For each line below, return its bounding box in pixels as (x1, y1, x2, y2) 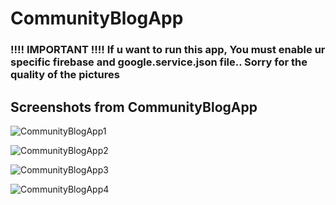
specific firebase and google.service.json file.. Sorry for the (10, 55, 308, 69)
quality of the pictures (10, 68, 120, 82)
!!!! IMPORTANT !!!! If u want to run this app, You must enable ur (10, 43, 326, 57)
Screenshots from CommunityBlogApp (10, 98, 258, 116)
